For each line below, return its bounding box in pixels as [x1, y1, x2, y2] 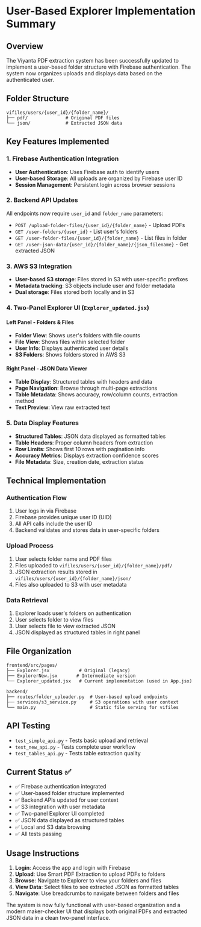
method [14, 398, 35, 405]
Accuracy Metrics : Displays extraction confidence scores [14, 452, 159, 459]
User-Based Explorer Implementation [6, 4, 196, 18]
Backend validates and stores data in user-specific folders [14, 526, 159, 534]
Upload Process [6, 542, 54, 550]
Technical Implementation [6, 476, 107, 486]
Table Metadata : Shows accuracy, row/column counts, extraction [14, 391, 178, 398]
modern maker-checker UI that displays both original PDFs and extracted [6, 908, 188, 915]
